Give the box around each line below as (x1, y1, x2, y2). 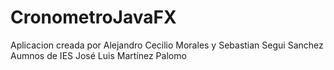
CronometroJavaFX (10, 6, 177, 29)
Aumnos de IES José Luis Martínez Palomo (10, 49, 187, 61)
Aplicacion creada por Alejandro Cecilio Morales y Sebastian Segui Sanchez (10, 39, 324, 51)
